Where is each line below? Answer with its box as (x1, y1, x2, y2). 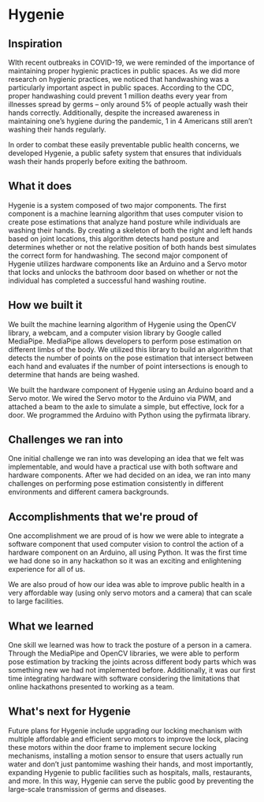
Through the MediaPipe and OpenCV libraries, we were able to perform (8, 648, 240, 659)
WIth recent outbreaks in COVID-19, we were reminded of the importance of (8, 58, 255, 67)
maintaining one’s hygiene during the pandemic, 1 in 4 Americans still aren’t (8, 117, 253, 125)
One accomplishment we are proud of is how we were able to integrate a (8, 531, 244, 540)
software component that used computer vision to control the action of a (8, 540, 244, 549)
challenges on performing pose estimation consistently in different (8, 479, 224, 488)
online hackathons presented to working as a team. (8, 682, 175, 692)
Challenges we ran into (8, 433, 124, 447)
